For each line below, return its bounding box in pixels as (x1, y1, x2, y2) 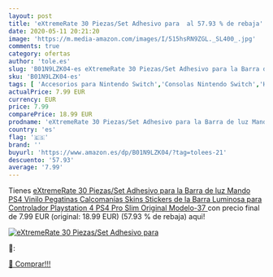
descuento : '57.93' (8, 156, 75, 164)
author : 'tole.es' (8, 58, 71, 66)
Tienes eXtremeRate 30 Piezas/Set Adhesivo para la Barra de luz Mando (8, 186, 251, 196)
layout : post (8, 11, 53, 20)
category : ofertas (8, 50, 71, 58)
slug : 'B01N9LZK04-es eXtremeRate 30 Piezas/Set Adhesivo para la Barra (8, 65, 260, 73)
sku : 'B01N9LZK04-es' (8, 73, 82, 81)
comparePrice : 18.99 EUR (8, 111, 93, 119)
